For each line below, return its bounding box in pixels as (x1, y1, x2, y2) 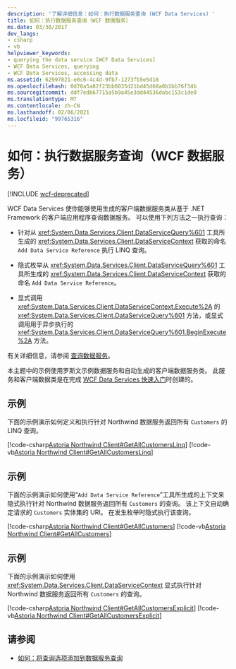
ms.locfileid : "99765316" (7, 115, 83, 122)
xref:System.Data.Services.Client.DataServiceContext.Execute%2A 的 (17, 302, 221, 311)
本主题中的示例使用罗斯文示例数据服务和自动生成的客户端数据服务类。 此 (7, 366, 219, 374)
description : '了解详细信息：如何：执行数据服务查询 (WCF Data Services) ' (7, 10, 216, 18)
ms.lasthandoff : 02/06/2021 (7, 109, 90, 116)
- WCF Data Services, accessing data (7, 69, 118, 76)
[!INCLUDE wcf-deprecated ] (7, 189, 89, 198)
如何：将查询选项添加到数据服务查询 (17, 653, 123, 662)
